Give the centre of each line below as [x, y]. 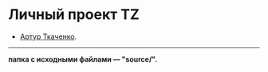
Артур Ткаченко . [48, 36]
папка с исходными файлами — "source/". [83, 59]
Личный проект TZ [74, 15]
